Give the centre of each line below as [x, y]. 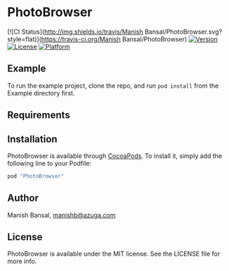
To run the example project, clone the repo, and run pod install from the [113, 86]
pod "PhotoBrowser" [36, 176]
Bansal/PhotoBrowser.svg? [183, 32]
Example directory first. [41, 93]
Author [23, 198]
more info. [22, 261]
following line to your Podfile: [50, 163]
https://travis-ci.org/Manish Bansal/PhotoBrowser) [114, 39]
